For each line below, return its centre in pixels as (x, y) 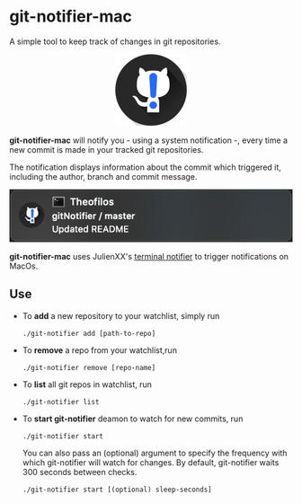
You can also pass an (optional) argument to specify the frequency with (155, 453)
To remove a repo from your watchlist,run (100, 350)
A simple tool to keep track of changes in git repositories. (115, 41)
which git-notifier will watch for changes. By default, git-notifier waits (151, 462)
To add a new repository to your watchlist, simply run (121, 315)
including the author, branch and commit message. (103, 176)
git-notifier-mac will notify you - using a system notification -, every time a (149, 140)
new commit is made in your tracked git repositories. (107, 149)
